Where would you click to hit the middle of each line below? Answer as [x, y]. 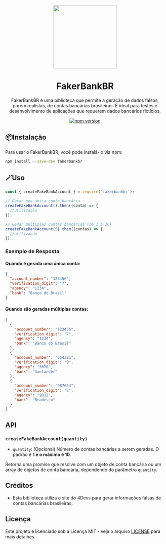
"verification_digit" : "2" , [44, 391]
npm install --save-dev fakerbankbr [44, 161]
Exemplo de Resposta [32, 252]
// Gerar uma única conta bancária [43, 201]
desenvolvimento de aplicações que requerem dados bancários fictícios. [85, 111]
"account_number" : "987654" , [45, 386]
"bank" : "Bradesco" [35, 400]
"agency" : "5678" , [34, 367]
